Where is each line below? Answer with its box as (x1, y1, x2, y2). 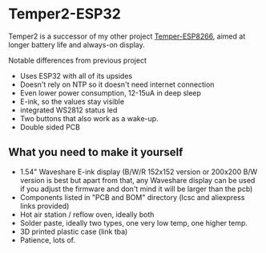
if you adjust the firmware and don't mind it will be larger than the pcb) (19, 184, 253, 194)
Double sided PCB (19, 122, 80, 132)
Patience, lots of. (19, 235, 76, 245)
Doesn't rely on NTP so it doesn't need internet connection (19, 80, 215, 89)
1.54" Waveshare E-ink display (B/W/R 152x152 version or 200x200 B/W (19, 166, 258, 177)
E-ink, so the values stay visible (19, 96, 125, 106)
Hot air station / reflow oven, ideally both (19, 210, 155, 219)
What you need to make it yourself (8, 145, 183, 159)
